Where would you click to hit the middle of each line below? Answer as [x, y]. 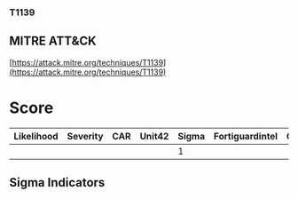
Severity [85, 136]
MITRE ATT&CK [53, 41]
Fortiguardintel [245, 136]
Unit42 [154, 136]
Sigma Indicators [57, 183]
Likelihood [36, 136]
